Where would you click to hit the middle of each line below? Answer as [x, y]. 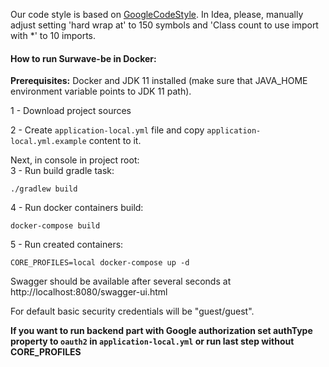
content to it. [115, 141]
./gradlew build [44, 189]
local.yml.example [48, 142]
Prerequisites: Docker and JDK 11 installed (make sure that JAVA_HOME [159, 81]
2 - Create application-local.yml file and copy [107, 130]
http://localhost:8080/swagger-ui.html [89, 292]
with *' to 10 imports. [53, 35]
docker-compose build [55, 226]
